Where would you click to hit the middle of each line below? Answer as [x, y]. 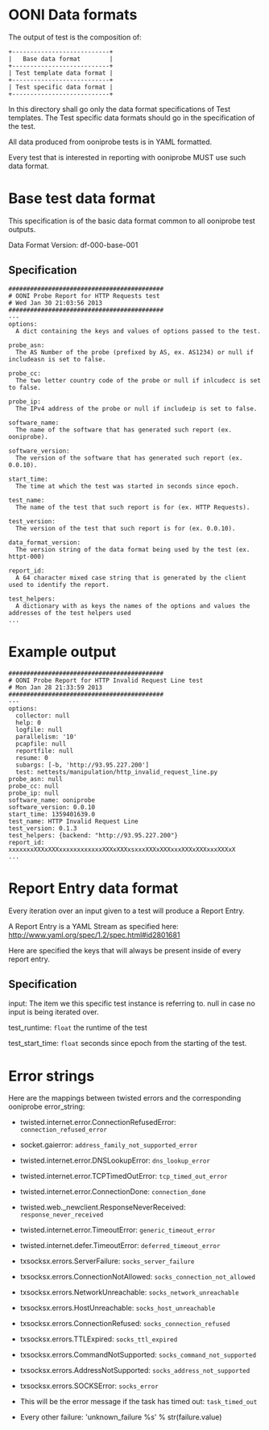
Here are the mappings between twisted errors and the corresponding [125, 1098]
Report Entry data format [93, 888]
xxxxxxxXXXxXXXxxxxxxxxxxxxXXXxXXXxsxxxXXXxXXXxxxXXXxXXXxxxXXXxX [122, 849]
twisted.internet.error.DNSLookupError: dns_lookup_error [115, 1160]
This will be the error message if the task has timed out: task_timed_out [139, 1402]
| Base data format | [61, 59]
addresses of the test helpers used [70, 613]
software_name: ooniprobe [52, 800]
